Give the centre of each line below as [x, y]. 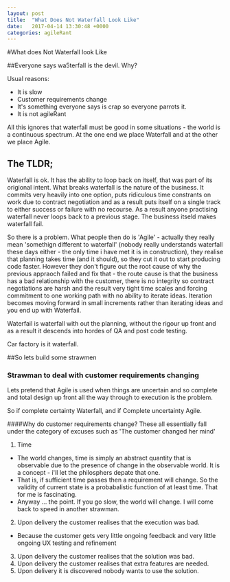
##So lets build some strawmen [52, 357]
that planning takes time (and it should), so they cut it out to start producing [114, 259]
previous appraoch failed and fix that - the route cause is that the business [113, 274]
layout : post [26, 13]
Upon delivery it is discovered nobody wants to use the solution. [108, 571]
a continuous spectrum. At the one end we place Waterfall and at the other [113, 135]
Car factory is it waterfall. [43, 344]
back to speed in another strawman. [68, 509]
